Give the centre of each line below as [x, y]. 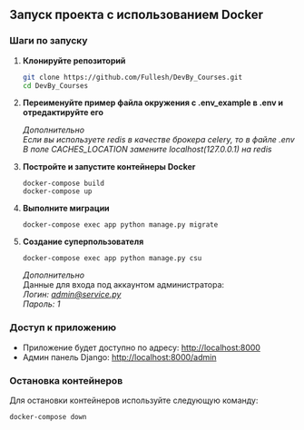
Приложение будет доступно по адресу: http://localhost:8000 [142, 347]
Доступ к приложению [63, 327]
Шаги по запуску [49, 41]
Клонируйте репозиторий [74, 60]
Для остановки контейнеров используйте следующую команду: [134, 401]
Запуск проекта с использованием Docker [136, 15]
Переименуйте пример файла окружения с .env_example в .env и [153, 103]
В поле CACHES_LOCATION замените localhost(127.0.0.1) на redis [147, 150]
